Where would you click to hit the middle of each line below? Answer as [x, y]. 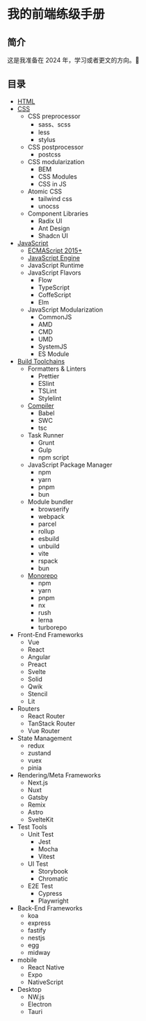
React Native [46, 967]
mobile [27, 960]
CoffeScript [55, 295]
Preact [37, 664]
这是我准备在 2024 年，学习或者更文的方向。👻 [73, 60]
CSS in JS [52, 184]
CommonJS [55, 316]
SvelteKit [41, 819]
